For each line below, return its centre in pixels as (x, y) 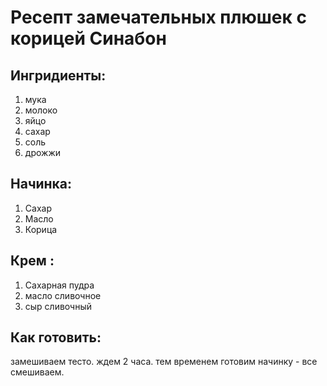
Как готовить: (56, 337)
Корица (41, 229)
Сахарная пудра (59, 285)
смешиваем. (37, 372)
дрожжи (42, 152)
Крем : (32, 261)
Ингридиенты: (58, 75)
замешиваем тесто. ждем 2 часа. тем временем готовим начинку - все (164, 362)
